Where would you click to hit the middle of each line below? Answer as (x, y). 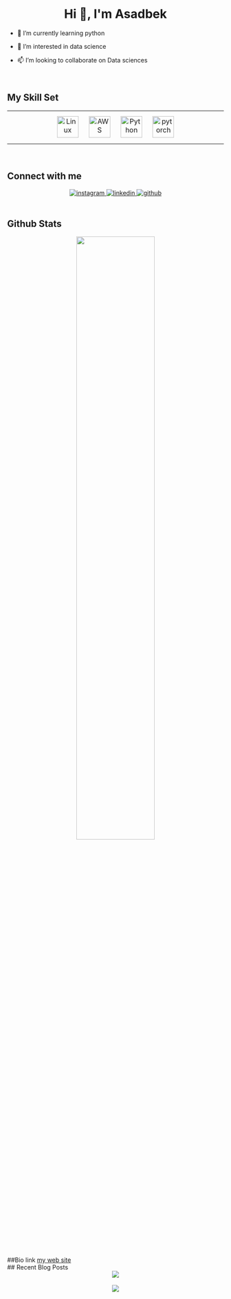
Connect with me (45, 176)
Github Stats (34, 224)
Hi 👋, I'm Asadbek (115, 14)
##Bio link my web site (39, 1260)
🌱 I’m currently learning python (61, 33)
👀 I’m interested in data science (62, 46)
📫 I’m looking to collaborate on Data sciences (82, 60)
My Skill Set (33, 98)
